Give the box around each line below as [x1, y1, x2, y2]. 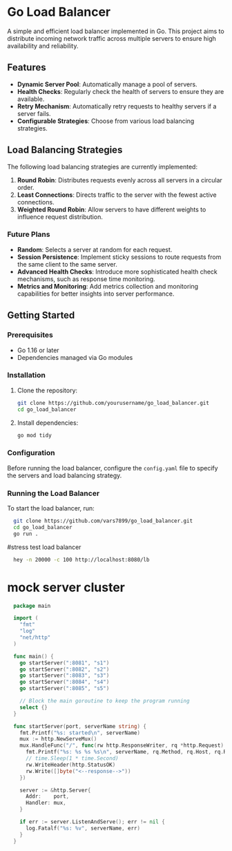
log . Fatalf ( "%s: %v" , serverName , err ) [25, 825, 140, 832]
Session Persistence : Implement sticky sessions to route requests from [17, 253, 222, 261]
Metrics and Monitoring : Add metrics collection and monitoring [17, 282, 199, 290]
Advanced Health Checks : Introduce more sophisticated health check [17, 267, 217, 276]
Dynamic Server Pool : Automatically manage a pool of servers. [17, 80, 198, 88]
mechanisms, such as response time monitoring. [17, 274, 155, 283]
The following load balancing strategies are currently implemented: [7, 162, 198, 171]
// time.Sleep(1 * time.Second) [25, 755, 119, 762]
